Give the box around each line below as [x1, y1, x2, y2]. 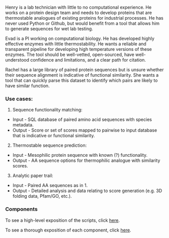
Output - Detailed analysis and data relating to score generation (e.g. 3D [12, 188, 162, 194]
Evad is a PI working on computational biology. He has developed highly [5, 35, 155, 41]
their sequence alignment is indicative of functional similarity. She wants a [5, 72, 159, 78]
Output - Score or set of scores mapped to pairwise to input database [12, 127, 157, 133]
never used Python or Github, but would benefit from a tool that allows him [5, 20, 160, 26]
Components [5, 206, 38, 213]
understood [5, 57, 29, 63]
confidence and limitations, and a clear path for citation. [30, 57, 146, 63]
